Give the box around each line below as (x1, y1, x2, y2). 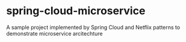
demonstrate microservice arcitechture (6, 30, 104, 37)
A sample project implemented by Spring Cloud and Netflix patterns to (6, 24, 181, 31)
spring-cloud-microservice (6, 4, 146, 18)
